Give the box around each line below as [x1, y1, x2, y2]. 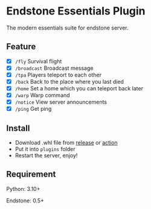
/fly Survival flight [14, 57, 62, 64]
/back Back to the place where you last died [14, 78, 124, 85]
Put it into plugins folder [14, 146, 75, 153]
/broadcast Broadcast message [14, 64, 94, 72]
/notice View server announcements [14, 98, 108, 106]
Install [6, 123, 30, 133]
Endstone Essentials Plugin [6, 4, 146, 18]
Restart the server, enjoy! [14, 152, 78, 159]
